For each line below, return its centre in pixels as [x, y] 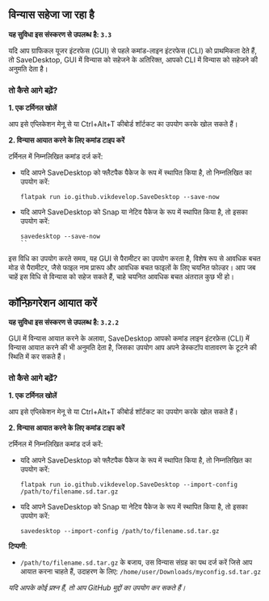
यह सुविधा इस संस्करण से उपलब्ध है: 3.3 [60, 34]
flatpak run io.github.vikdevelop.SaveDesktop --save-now [120, 197]
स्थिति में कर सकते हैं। [37, 356]
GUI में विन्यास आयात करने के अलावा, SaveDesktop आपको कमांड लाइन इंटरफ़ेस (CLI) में [129, 338]
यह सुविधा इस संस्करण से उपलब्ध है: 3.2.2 [64, 322]
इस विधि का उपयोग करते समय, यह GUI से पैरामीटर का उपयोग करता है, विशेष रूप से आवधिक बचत [134, 259]
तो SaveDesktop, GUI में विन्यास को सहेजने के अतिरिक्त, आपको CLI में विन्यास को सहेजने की [133, 59]
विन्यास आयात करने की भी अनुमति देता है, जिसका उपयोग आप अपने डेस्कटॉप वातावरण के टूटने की [132, 347]
